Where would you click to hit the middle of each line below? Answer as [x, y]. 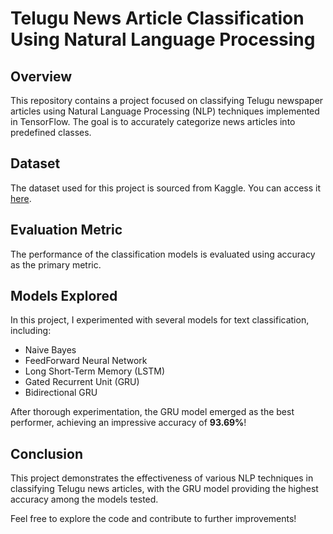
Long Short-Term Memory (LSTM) [95, 371]
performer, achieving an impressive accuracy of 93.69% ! [128, 423]
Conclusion [47, 453]
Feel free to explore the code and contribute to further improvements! [153, 519]
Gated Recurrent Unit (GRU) [82, 382]
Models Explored [64, 296]
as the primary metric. [56, 264]
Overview [41, 76]
